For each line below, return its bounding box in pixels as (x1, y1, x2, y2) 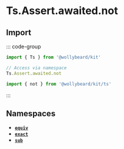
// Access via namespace (6, 65, 67, 71)
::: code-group (6, 43, 41, 50)
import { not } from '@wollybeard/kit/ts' (6, 81, 112, 87)
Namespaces (6, 109, 56, 118)
